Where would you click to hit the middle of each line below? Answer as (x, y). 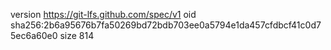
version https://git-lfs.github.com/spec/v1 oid (103, 14)
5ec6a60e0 (34, 35)
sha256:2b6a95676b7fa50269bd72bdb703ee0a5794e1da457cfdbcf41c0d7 (166, 25)
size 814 (77, 35)
